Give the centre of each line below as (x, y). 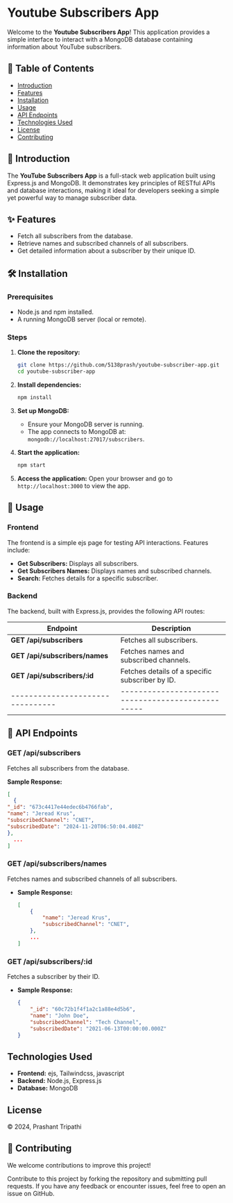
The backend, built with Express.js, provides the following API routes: (106, 611)
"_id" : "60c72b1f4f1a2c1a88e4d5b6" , (83, 1009)
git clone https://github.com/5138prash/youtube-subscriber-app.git (118, 365)
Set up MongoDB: (43, 410)
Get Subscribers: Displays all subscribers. (78, 563)
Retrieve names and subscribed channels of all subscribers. (103, 244)
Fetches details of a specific (166, 671)
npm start (32, 465)
